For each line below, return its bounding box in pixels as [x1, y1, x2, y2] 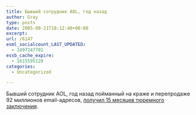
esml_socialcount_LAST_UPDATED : [6, 42, 86, 48]
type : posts [6, 19, 36, 25]
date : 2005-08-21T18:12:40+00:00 [6, 25, 89, 31]
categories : [6, 63, 36, 70]
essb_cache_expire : [6, 52, 54, 58]
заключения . [6, 103, 38, 110]
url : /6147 [6, 36, 33, 42]
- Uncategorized [11, 69, 52, 75]
